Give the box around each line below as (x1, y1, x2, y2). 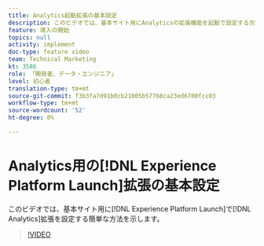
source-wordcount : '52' (8, 107, 86, 115)
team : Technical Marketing (8, 56, 97, 64)
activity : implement (8, 41, 76, 49)
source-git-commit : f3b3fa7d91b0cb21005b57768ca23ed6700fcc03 (8, 92, 216, 100)
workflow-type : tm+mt (8, 99, 79, 107)
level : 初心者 (8, 77, 51, 85)
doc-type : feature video (8, 48, 90, 56)
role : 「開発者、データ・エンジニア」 (8, 70, 118, 78)
